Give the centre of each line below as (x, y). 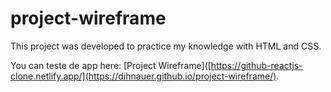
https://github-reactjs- (256, 65)
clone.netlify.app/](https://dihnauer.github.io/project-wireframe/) (143, 76)
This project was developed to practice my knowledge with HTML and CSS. (166, 46)
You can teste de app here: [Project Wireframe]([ (111, 65)
